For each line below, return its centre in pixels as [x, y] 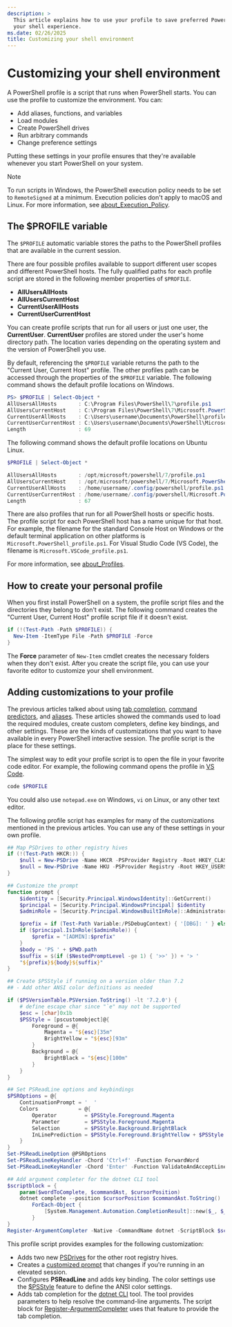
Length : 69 [49, 430]
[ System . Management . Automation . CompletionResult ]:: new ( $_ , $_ [135, 1212]
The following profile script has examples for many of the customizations [111, 820]
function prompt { [33, 892]
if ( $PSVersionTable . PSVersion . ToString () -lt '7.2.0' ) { [92, 1000]
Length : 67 [49, 501]
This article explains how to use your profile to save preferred [111, 20]
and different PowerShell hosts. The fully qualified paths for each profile [109, 271]
